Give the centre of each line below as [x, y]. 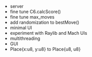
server [17, 6]
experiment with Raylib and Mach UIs [49, 33]
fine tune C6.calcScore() [35, 12]
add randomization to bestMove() [44, 22]
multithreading [25, 38]
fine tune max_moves [32, 17]
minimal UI [21, 28]
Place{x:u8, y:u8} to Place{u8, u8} [45, 49]
